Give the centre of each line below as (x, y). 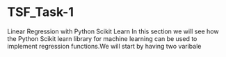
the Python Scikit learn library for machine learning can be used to (102, 38)
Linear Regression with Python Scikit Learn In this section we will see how (113, 31)
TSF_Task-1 (41, 12)
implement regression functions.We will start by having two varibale (104, 46)
